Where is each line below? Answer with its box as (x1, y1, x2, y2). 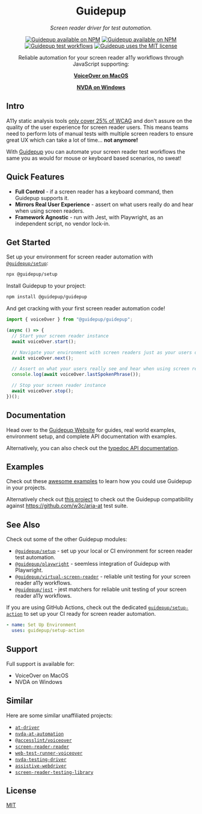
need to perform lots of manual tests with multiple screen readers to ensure (6, 130, 194, 137)
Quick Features (6, 172, 65, 182)
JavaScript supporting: (73, 60, 129, 67)
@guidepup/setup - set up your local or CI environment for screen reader (14, 547, 193, 555)
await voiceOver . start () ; (11, 339, 77, 345)
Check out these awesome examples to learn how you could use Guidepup (6, 478, 192, 485)
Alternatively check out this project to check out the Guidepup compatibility (6, 496, 194, 503)
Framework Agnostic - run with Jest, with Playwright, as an (14, 213, 164, 221)
